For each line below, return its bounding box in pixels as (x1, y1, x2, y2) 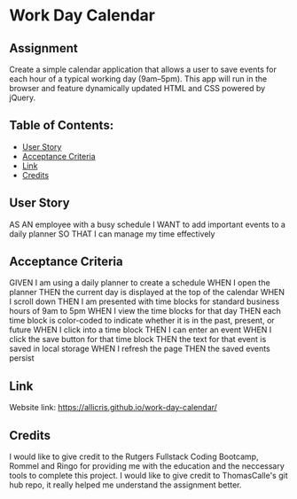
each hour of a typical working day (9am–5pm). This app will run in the (9, 74, 268, 84)
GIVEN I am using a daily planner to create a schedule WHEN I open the (9, 277, 270, 288)
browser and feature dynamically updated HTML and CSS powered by (9, 83, 266, 93)
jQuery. (9, 92, 36, 103)
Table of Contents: (9, 118, 114, 133)
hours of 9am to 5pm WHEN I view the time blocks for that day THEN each (9, 306, 282, 316)
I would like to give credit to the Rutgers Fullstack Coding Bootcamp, (9, 451, 259, 462)
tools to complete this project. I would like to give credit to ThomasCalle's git (9, 471, 288, 481)
